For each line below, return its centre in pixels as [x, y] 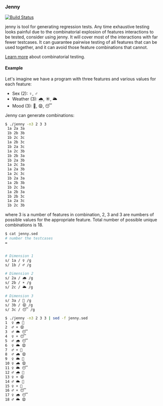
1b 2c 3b [16, 205]
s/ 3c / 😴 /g [20, 309]
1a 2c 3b [16, 151]
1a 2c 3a [16, 165]
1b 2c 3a [16, 187]
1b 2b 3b [16, 133]
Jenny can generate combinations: [40, 115]
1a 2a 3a [16, 129]
